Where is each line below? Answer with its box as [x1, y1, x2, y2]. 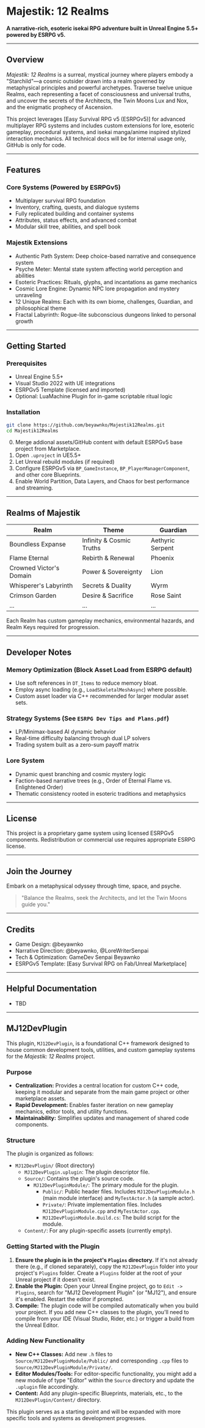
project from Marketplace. [15, 445, 81, 453]
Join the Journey [6, 866, 72, 877]
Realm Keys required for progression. [6, 624, 100, 631]
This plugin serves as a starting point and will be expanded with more [6, 1408, 181, 1415]
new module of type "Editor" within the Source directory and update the [15, 1377, 195, 1384]
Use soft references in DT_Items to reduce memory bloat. [15, 679, 158, 687]
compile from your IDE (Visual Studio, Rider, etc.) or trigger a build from [15, 1315, 195, 1322]
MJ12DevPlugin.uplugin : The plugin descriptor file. [24, 1168, 150, 1176]
